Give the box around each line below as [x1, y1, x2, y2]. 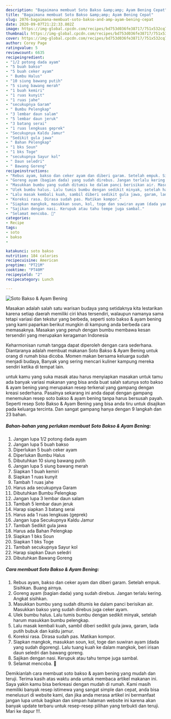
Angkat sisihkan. [13, 595, 48, 601]
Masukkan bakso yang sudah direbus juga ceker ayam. [13, 606, 129, 612]
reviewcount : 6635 [6, 50, 45, 55]
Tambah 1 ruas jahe [13, 479, 54, 485]
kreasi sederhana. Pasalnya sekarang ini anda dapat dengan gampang [6, 390, 153, 396]
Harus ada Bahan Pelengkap [13, 528, 73, 534]
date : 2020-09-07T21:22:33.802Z [6, 21, 74, 27]
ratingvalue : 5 [6, 45, 38, 50]
